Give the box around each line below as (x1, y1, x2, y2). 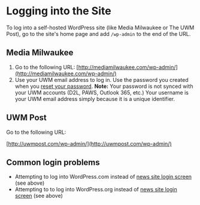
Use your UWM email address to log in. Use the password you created (14, 76, 189, 83)
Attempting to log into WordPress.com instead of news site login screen (14, 173, 192, 180)
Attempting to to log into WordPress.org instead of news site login (14, 186, 178, 193)
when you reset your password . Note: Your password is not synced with (14, 82, 193, 90)
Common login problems (6, 157, 100, 167)
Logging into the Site (6, 4, 112, 18)
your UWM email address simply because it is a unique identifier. (14, 95, 175, 102)
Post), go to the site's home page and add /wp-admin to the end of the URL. (6, 30, 191, 37)
